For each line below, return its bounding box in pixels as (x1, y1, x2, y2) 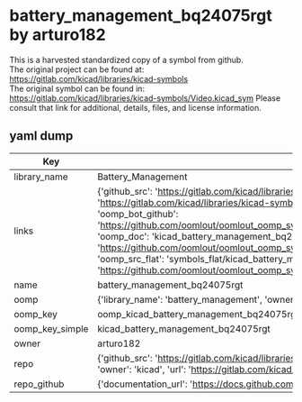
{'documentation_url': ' (97, 378, 193, 390)
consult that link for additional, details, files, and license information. (9, 102, 262, 113)
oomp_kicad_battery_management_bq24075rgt (97, 307, 299, 320)
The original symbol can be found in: (9, 83, 146, 94)
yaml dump (9, 128, 74, 144)
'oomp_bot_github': (97, 207, 179, 220)
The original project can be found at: (9, 64, 145, 75)
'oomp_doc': (97, 230, 150, 242)
